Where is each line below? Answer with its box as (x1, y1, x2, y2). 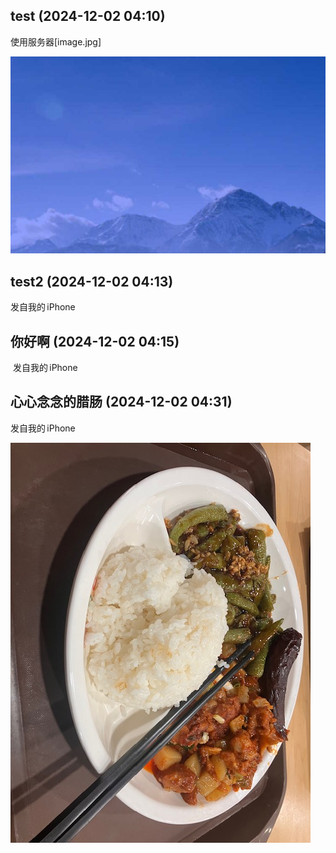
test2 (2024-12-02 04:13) (10, 273, 174, 290)
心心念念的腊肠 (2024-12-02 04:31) (10, 394, 233, 411)
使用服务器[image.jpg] (10, 35, 102, 48)
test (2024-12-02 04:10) (10, 8, 166, 25)
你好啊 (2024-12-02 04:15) (10, 333, 180, 350)
